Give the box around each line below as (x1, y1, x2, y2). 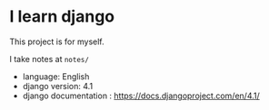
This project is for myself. (9, 36, 105, 47)
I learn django (9, 6, 115, 27)
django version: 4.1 (22, 80, 94, 91)
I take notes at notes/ (9, 53, 89, 64)
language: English (22, 70, 90, 82)
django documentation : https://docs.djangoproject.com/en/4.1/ (22, 90, 261, 101)
